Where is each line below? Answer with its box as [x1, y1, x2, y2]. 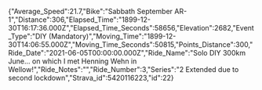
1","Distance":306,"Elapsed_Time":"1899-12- [8, 15, 151, 24]
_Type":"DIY [8, 31, 47, 41]
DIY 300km [209, 49, 246, 57]
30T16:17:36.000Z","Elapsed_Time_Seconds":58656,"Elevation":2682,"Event [8, 23, 255, 32]
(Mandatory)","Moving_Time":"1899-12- [48, 31, 176, 41]
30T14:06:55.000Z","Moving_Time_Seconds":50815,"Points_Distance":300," [8, 40, 253, 49]
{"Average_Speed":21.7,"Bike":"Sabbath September [8, 7, 173, 16]
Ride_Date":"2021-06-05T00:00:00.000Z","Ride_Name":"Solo [8, 49, 208, 57]
